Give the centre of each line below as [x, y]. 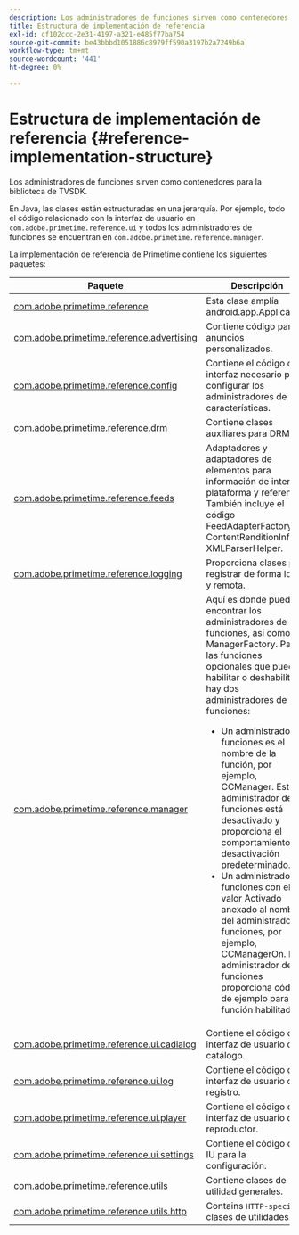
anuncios [225, 337]
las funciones [234, 655]
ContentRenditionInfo [251, 537]
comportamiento [256, 842]
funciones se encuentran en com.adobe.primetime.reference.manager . [137, 236]
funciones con [251, 886]
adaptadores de [239, 458]
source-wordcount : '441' [55, 59]
